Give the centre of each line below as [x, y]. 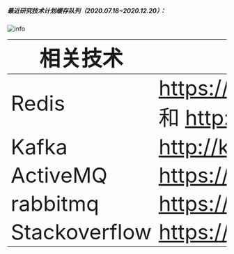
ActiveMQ [59, 175]
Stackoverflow [81, 232]
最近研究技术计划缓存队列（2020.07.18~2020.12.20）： [86, 10]
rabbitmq [55, 203]
